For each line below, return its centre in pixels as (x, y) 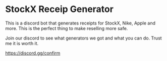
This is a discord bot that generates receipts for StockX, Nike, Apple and (80, 23)
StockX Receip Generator (59, 9)
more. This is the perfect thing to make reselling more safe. (67, 28)
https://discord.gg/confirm (33, 53)
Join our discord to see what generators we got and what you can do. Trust (84, 38)
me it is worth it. (22, 43)
